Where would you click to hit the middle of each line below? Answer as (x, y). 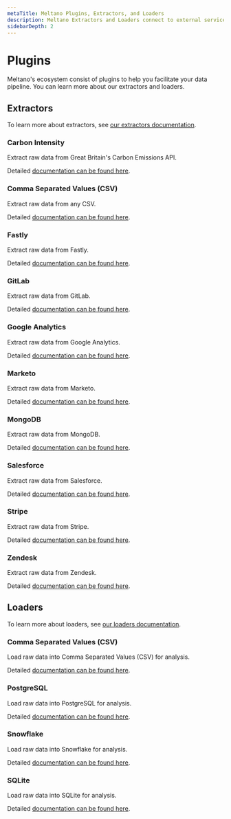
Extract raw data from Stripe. (48, 526)
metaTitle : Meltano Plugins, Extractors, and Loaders (86, 13)
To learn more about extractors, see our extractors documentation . (102, 125)
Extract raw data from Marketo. (52, 388)
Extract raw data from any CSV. (52, 204)
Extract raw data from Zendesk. (52, 573)
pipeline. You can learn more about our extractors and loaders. (96, 87)
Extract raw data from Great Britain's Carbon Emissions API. (92, 157)
